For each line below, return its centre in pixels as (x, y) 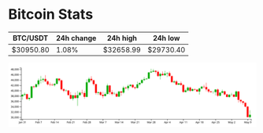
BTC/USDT (31, 38)
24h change (76, 38)
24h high (122, 38)
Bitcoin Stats (51, 14)
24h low (166, 38)
